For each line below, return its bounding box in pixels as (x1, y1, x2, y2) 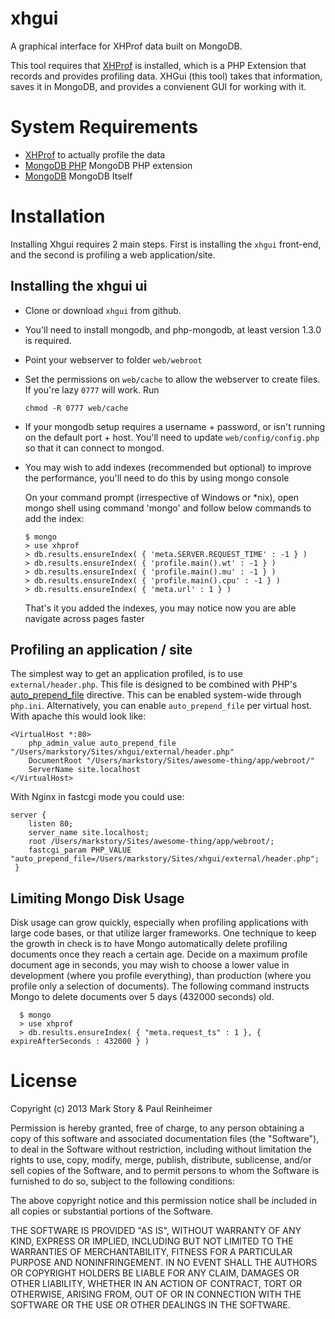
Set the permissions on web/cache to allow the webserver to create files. (24, 373, 321, 385)
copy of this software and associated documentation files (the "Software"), (10, 1133, 320, 1145)
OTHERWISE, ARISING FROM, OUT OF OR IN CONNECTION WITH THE (10, 1288, 302, 1301)
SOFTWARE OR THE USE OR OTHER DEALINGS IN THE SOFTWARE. (10, 1299, 291, 1311)
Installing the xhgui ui (10, 278, 148, 295)
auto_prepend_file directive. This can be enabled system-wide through (10, 689, 302, 701)
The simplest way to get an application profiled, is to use (10, 668, 243, 680)
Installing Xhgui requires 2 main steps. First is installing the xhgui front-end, (10, 238, 322, 250)
